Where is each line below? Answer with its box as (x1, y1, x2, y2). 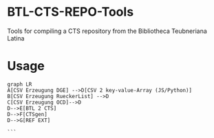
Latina (7, 34, 25, 42)
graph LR (7, 80, 32, 88)
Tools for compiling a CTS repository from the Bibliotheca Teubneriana (7, 27, 208, 35)
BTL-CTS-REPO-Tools (7, 4, 134, 20)
